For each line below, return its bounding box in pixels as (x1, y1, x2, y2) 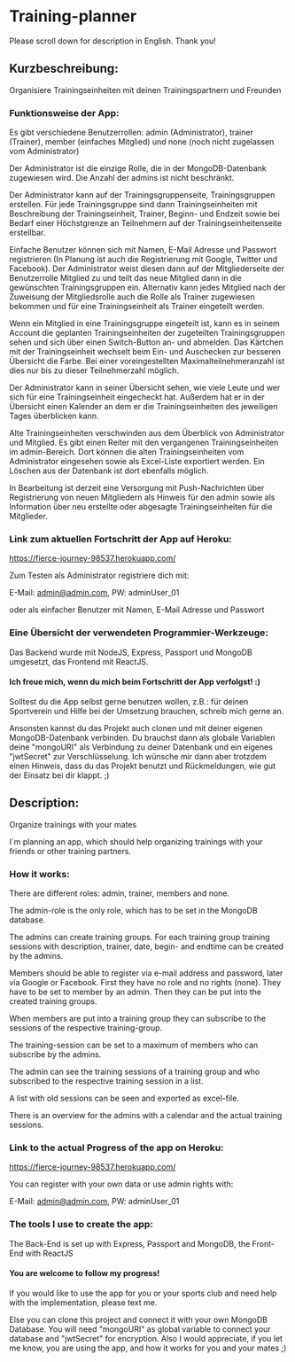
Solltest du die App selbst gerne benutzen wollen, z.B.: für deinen (9, 696, 249, 706)
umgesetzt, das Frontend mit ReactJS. (9, 656, 149, 666)
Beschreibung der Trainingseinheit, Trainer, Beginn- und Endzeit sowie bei (9, 208, 281, 219)
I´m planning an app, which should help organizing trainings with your (9, 836, 263, 847)
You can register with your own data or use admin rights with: (9, 1179, 234, 1189)
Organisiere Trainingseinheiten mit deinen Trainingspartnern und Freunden (9, 84, 282, 95)
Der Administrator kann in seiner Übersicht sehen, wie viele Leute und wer (9, 383, 281, 393)
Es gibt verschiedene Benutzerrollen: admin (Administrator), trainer (9, 127, 254, 138)
